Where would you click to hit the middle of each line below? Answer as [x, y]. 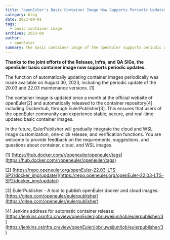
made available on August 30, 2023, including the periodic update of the [81, 82]
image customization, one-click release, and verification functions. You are [83, 134]
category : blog [21, 15]
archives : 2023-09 [25, 33]
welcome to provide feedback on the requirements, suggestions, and [77, 139]
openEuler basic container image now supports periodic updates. [76, 67]
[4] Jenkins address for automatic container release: [60, 211]
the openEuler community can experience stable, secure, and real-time [79, 114]
